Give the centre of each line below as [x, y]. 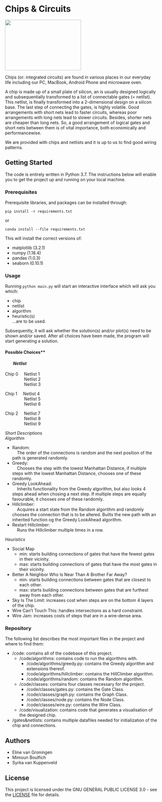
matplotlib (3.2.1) [29, 248]
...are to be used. [29, 321]
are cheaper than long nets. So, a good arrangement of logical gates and [77, 123]
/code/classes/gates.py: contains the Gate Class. [75, 690]
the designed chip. [38, 715]
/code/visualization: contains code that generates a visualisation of [86, 710]
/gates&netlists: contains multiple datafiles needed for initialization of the [84, 720]
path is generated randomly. [40, 458]
